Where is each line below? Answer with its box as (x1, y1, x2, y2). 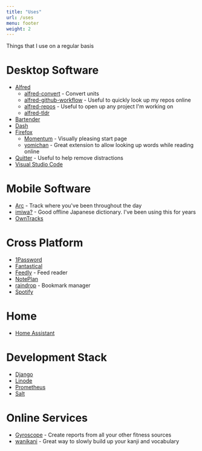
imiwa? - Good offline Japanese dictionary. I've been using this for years (15, 208, 197, 216)
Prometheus (15, 383, 46, 390)
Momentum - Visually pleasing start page (24, 135, 127, 142)
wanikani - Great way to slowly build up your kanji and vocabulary (15, 437, 180, 445)
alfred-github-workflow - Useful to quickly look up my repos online (24, 96, 192, 104)
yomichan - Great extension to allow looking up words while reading (24, 142, 194, 149)
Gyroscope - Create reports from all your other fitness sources (15, 431, 172, 438)
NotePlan (15, 275, 38, 283)
